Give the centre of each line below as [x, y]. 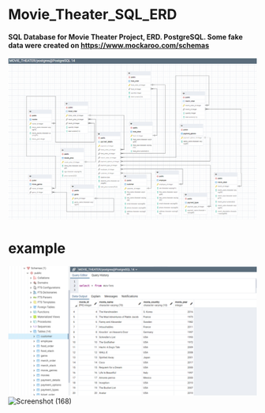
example [37, 248]
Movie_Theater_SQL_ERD [93, 15]
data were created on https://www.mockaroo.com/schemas [109, 45]
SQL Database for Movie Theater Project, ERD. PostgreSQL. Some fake [125, 36]
